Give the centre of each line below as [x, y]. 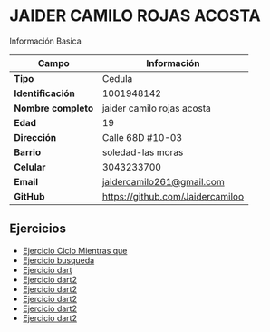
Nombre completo [53, 108]
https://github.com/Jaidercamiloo [173, 196]
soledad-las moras [143, 152]
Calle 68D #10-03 [142, 137]
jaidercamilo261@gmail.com [163, 181]
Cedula [117, 78]
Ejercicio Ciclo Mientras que [75, 250]
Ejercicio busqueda [58, 260]
